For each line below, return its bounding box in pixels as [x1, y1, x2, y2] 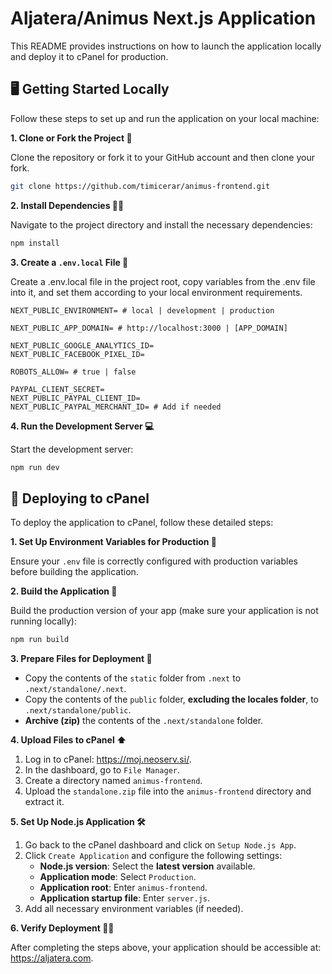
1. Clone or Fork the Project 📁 [10, 132, 133, 144]
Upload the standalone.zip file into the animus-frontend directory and [24, 785, 312, 797]
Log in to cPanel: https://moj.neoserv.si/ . [24, 753, 192, 766]
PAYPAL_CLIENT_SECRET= [10, 384, 105, 394]
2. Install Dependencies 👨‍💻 [10, 199, 125, 211]
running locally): [10, 615, 77, 627]
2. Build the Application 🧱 [10, 585, 118, 597]
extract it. [24, 796, 65, 808]
